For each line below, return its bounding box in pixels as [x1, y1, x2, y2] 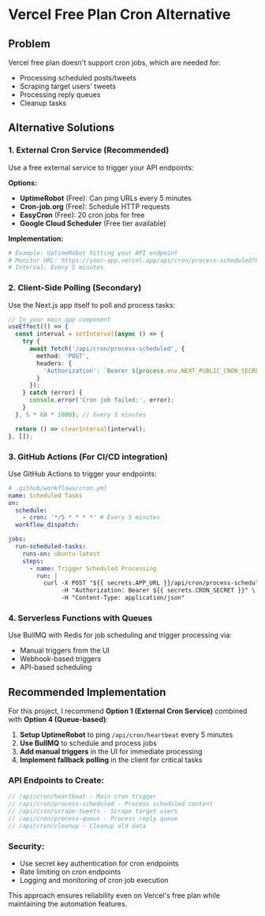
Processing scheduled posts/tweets [19, 73, 136, 82]
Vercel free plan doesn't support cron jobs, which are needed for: [8, 58, 221, 67]
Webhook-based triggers [19, 654, 102, 664]
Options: [8, 178, 38, 187]
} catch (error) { [22, 389, 83, 397]
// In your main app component [8, 316, 111, 323]
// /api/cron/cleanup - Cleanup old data [8, 822, 147, 830]
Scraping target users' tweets [19, 81, 117, 91]
